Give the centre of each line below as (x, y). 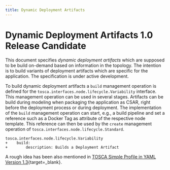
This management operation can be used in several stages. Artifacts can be (84, 96)
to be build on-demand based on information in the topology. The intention (83, 65)
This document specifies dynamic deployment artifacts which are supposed (85, 60)
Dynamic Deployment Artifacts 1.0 (79, 35)
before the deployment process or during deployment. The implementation (83, 108)
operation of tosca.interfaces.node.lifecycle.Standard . (65, 129)
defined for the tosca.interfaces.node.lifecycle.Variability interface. (81, 91)
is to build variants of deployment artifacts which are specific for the (77, 71)
